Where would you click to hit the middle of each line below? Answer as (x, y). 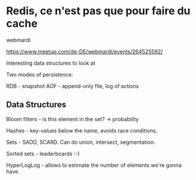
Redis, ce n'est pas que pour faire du (98, 11)
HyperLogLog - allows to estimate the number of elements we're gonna (94, 165)
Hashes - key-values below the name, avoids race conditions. (82, 130)
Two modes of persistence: (40, 74)
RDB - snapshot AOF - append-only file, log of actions (72, 86)
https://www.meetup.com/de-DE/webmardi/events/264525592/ (85, 51)
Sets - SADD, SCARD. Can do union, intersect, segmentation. (81, 142)
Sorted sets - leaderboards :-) (43, 153)
